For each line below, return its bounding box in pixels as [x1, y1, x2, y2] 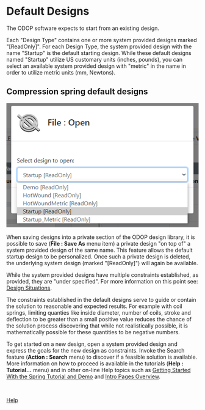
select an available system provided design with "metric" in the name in [6, 62, 186, 70]
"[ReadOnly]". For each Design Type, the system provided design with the [6, 43, 192, 50]
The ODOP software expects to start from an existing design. [6, 24, 160, 32]
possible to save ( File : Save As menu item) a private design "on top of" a [6, 240, 191, 247]
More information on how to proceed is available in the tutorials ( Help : [6, 360, 184, 367]
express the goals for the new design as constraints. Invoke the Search [6, 347, 185, 354]
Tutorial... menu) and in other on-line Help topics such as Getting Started [6, 367, 191, 374]
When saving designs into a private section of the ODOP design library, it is [6, 233, 195, 241]
